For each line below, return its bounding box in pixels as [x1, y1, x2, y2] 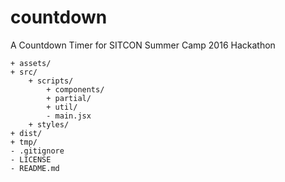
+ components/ [46, 84, 105, 95]
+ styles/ [28, 119, 70, 130]
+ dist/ [10, 128, 43, 138]
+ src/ [10, 67, 38, 77]
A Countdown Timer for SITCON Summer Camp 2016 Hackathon [10, 39, 276, 51]
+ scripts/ [28, 76, 74, 86]
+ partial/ [46, 93, 92, 103]
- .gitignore [10, 146, 65, 156]
